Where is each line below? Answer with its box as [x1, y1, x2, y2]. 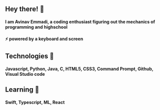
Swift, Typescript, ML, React [5, 99, 65, 105]
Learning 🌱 [5, 85, 40, 94]
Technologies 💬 [5, 52, 54, 60]
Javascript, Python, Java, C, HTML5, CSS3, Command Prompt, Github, [5, 65, 154, 72]
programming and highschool [5, 24, 68, 30]
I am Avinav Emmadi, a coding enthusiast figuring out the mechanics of [5, 18, 156, 25]
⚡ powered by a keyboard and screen [5, 36, 83, 42]
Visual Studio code [5, 71, 45, 77]
